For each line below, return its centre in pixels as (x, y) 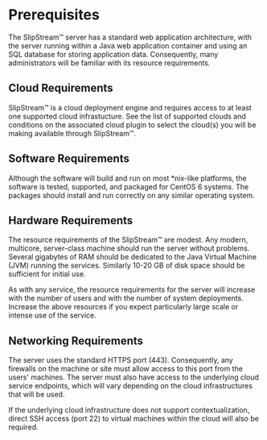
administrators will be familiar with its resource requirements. (109, 63)
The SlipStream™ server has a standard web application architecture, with (130, 37)
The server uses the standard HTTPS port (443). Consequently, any (121, 360)
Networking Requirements (76, 340)
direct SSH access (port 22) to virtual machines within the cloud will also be (134, 419)
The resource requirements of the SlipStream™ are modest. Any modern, (128, 240)
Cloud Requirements (61, 88)
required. (23, 427)
